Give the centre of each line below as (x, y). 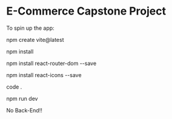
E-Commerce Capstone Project (86, 11)
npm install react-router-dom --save (51, 63)
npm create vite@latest (35, 39)
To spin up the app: (30, 28)
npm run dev (22, 98)
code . (14, 87)
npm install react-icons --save (44, 75)
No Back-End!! (24, 110)
